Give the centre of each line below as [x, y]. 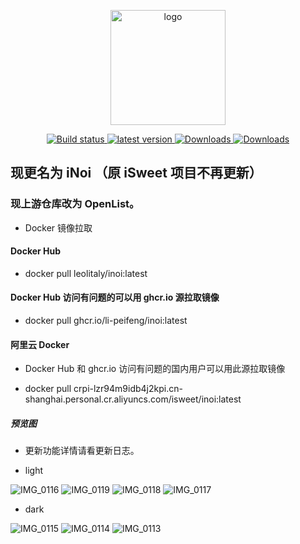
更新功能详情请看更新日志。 [82, 451]
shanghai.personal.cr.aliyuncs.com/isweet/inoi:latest [133, 399]
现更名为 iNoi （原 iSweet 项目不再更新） [136, 173]
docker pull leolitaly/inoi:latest [86, 273]
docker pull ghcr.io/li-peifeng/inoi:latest [106, 321]
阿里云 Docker [40, 344]
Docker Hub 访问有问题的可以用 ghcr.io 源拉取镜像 [115, 297]
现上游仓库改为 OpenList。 [75, 204]
